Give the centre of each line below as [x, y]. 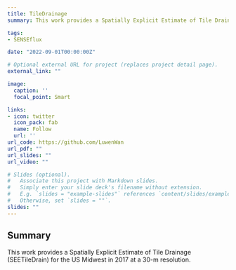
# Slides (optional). [39, 175]
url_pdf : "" [25, 149]
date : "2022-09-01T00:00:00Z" [52, 52]
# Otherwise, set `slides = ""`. [59, 201]
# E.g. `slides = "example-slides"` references [81, 194]
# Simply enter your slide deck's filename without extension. [105, 188]
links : [17, 109]
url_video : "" [28, 162]
